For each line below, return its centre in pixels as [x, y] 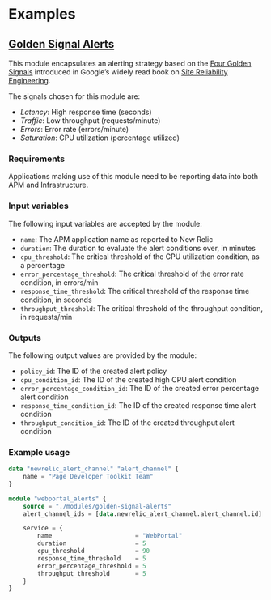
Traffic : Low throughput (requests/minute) [90, 121]
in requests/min [46, 317]
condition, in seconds [56, 300]
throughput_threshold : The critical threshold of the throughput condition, [142, 308]
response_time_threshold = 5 [92, 558]
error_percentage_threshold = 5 [92, 566]
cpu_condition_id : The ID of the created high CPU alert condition [128, 379]
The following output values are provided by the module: [102, 355]
